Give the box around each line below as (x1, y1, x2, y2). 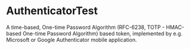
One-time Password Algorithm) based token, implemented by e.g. (22, 30, 183, 37)
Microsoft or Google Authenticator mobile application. (6, 36, 137, 43)
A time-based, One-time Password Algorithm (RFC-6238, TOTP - (6, 24, 165, 31)
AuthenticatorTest (6, 4, 98, 18)
